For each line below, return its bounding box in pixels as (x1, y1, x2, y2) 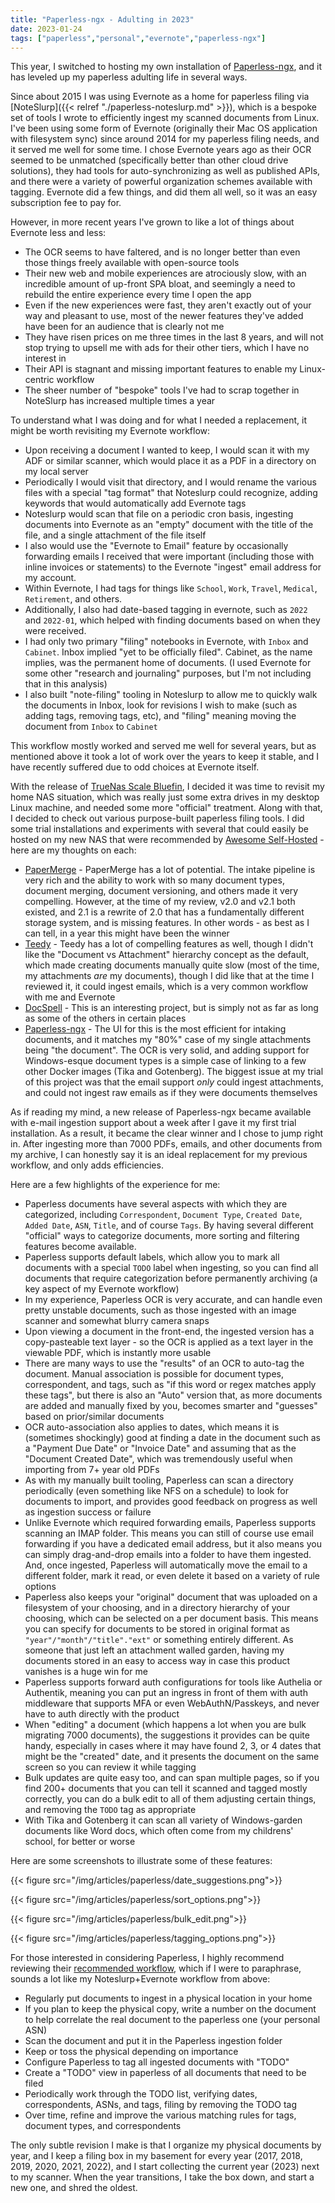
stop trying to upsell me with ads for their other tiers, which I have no (24, 342, 310, 354)
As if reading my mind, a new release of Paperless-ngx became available (10, 1106, 312, 1118)
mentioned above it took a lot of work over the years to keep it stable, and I (10, 751, 320, 763)
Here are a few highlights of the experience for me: (10, 1179, 221, 1191)
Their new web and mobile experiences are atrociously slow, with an (24, 267, 307, 280)
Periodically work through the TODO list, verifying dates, (24, 2088, 258, 2100)
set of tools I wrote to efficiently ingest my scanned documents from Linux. (10, 112, 320, 124)
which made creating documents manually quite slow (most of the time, (24, 959, 320, 971)
